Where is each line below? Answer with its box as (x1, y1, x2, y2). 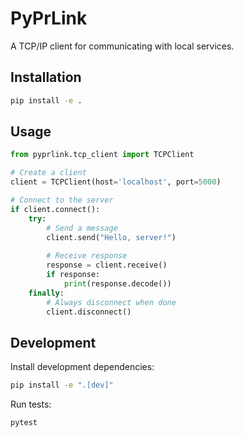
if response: (46, 270, 101, 280)
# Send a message (46, 223, 118, 233)
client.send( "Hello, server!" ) (46, 232, 177, 242)
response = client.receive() (46, 260, 168, 271)
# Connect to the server (10, 195, 114, 206)
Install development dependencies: (10, 361, 155, 373)
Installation (10, 69, 82, 86)
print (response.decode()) (63, 278, 172, 289)
